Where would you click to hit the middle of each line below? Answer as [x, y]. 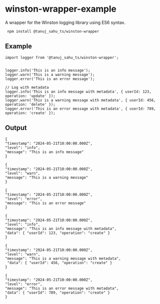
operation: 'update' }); [30, 96]
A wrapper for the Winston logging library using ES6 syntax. [65, 22]
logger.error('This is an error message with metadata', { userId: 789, [80, 109]
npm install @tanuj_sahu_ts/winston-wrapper [53, 31]
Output [16, 128]
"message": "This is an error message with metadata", [62, 288]
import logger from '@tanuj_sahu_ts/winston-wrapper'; [62, 57]
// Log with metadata [27, 87]
